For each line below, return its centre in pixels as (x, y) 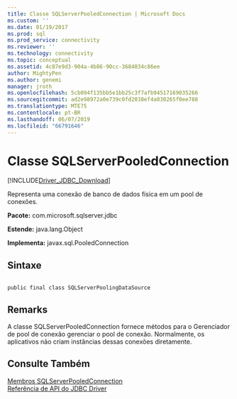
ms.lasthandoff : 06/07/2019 (49, 119)
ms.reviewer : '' (31, 47)
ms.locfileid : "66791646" (45, 126)
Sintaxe (24, 265)
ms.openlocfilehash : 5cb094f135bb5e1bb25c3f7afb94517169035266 (103, 93)
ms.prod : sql (27, 34)
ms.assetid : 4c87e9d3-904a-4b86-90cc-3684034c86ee (84, 67)
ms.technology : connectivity (50, 54)
